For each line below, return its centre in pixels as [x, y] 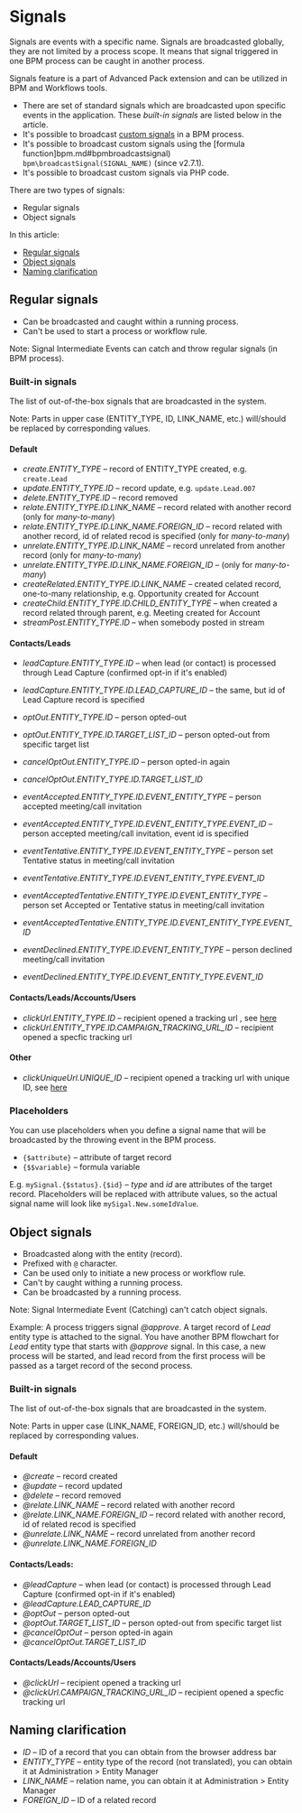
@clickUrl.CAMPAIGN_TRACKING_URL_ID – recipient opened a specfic [153, 1692]
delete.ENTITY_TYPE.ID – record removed [100, 497]
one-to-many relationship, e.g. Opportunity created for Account [141, 594]
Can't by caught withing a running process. [102, 1282]
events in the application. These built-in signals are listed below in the [152, 115]
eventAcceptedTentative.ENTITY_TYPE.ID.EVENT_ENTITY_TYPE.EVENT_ [157, 923]
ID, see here [45, 1087]
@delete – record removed [72, 1495]
